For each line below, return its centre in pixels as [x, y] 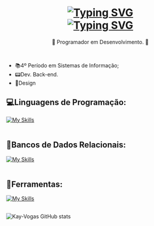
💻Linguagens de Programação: [66, 102]
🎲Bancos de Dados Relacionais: [66, 145]
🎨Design [25, 83]
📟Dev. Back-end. [36, 74]
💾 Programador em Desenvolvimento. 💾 [100, 42]
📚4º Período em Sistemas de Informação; [67, 65]
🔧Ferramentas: [34, 184]
